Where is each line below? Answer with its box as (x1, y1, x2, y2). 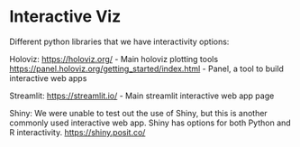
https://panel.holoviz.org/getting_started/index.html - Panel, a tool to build (9, 63, 284, 74)
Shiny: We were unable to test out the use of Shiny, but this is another (9, 107, 268, 118)
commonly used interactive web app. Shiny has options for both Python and (9, 117, 291, 128)
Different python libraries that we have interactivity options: (9, 36, 230, 47)
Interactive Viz (9, 6, 122, 27)
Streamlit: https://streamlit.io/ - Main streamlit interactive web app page (9, 90, 275, 101)
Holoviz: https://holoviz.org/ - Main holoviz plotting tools (9, 53, 219, 64)
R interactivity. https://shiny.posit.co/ (9, 126, 146, 137)
